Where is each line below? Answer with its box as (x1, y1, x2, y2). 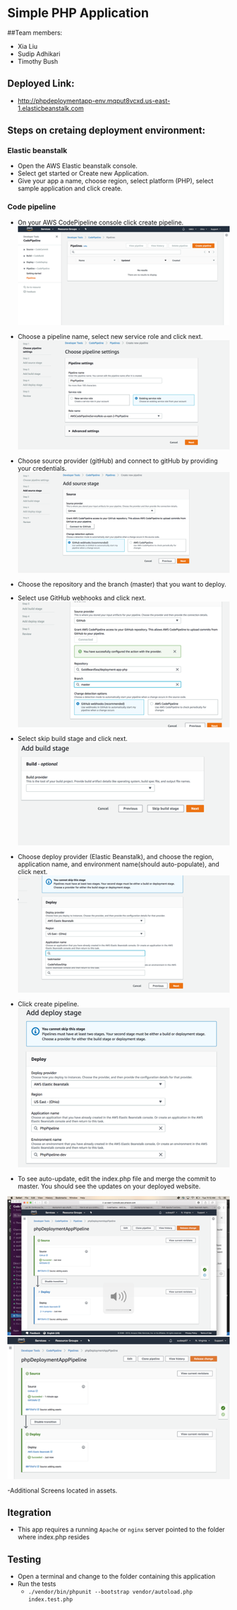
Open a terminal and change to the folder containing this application (17, 1572, 216, 1581)
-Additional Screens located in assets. (7, 1486, 118, 1495)
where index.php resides (17, 1533, 90, 1541)
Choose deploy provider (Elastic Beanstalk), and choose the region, (17, 852, 214, 861)
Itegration (7, 1507, 51, 1519)
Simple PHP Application (7, 5, 150, 21)
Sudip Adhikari (17, 50, 61, 58)
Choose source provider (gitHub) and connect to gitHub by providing (17, 456, 219, 465)
